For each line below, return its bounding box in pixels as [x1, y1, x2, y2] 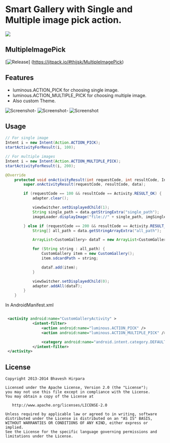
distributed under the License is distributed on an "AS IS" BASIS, [5, 416, 153, 421]
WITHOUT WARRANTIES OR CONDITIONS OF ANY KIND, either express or [5, 421, 148, 426]
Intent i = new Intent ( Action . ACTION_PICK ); [5, 140, 101, 145]
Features [5, 73, 34, 82]
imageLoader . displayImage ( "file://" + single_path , [32, 214, 144, 219]
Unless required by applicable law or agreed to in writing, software [5, 412, 157, 417]
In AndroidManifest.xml [5, 302, 54, 308]
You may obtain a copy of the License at [5, 394, 94, 399]
